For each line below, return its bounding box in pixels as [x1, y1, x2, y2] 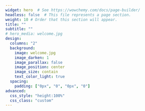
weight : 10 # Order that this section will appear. [5, 17, 117, 22]
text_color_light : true [14, 74, 65, 79]
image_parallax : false [14, 60, 63, 65]
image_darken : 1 [14, 55, 50, 60]
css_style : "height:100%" [10, 93, 65, 98]
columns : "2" [10, 41, 38, 46]
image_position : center [14, 64, 65, 70]
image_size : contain [14, 70, 58, 75]
